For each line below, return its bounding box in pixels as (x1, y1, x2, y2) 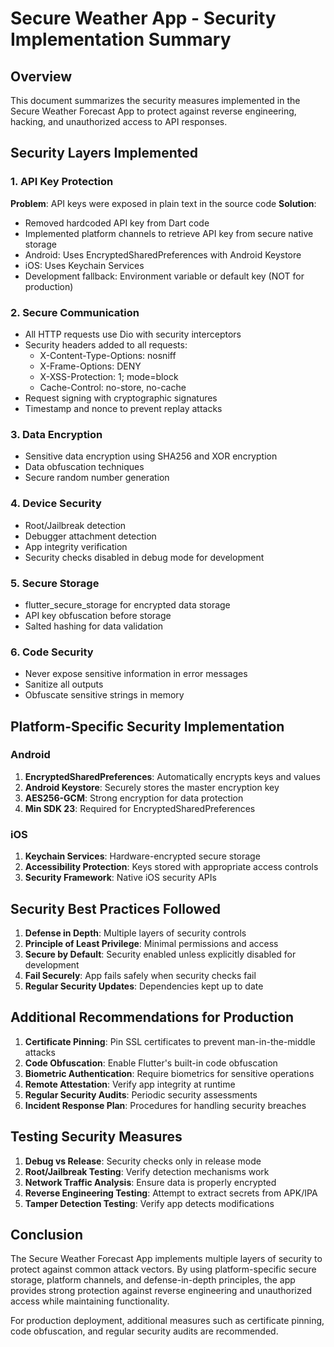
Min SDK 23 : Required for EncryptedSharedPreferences (24, 802, 256, 814)
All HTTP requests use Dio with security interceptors (24, 328, 242, 340)
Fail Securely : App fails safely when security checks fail (24, 969, 257, 981)
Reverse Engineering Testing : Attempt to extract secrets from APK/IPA (24, 1187, 318, 1199)
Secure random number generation (24, 472, 170, 484)
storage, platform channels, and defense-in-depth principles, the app (10, 1274, 296, 1286)
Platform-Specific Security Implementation (10, 718, 285, 735)
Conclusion (10, 1226, 84, 1243)
